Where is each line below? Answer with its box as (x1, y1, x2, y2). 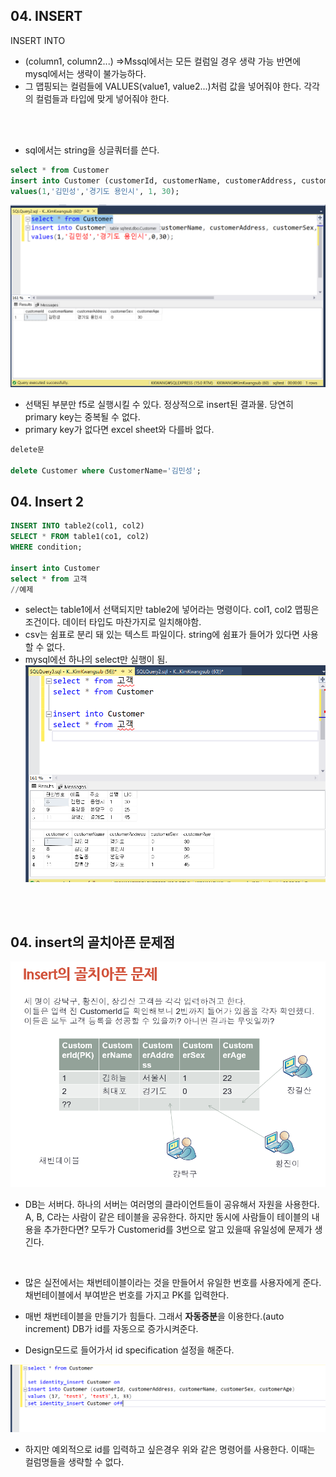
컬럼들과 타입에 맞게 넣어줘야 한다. (35, 92, 170, 104)
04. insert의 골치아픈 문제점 (10, 934, 176, 951)
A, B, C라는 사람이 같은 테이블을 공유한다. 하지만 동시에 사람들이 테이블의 (24, 1211, 310, 1223)
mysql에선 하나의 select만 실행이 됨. (24, 654, 168, 666)
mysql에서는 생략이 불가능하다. (24, 67, 147, 79)
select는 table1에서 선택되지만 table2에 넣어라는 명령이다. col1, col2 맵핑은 (24, 604, 320, 616)
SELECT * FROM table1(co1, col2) (10, 532, 150, 542)
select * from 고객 (10, 574, 88, 584)
